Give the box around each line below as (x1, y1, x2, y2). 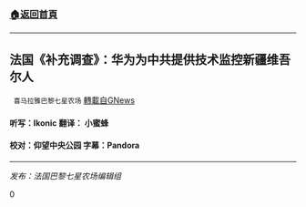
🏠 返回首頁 (9, 7, 58, 20)
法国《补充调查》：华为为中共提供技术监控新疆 (9, 52, 267, 67)
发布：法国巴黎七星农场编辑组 (9, 171, 121, 181)
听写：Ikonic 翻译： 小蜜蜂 (9, 117, 109, 129)
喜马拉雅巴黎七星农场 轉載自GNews (13, 95, 135, 106)
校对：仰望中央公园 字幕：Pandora (9, 140, 140, 151)
